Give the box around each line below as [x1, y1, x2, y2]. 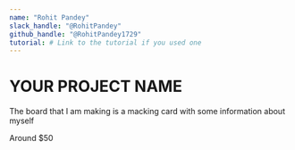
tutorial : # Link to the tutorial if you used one [9, 37, 202, 47]
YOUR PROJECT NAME [9, 77, 183, 96]
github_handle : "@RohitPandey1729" [9, 29, 142, 38]
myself [9, 115, 35, 126]
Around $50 [9, 133, 54, 144]
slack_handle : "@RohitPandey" [9, 21, 122, 30]
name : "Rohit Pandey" [9, 12, 90, 22]
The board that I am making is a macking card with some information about [9, 106, 286, 117]
